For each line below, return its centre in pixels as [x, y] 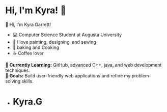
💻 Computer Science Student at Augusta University [67, 35]
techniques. [18, 70]
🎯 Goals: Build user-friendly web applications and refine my [68, 75]
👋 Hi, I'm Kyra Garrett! [28, 24]
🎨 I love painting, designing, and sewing [54, 42]
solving [13, 81]
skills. [27, 81]
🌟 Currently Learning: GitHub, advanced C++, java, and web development [83, 65]
